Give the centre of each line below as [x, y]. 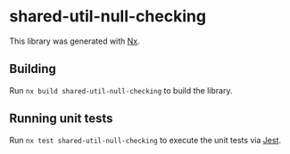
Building [33, 69]
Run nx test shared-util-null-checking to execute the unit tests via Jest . [145, 140]
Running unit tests [61, 119]
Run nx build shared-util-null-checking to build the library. [121, 90]
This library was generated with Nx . [75, 41]
